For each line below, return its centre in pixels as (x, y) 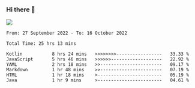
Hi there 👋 (21, 10)
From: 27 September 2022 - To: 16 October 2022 (67, 33)
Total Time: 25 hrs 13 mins (41, 44)
